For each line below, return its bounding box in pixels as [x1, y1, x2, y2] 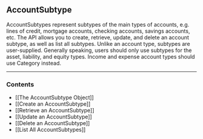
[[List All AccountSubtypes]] [14, 126, 86, 134]
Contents [6, 80, 34, 88]
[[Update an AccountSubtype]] [14, 113, 92, 120]
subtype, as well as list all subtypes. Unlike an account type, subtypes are [6, 40, 190, 47]
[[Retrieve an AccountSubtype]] [14, 107, 95, 114]
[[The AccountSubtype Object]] [14, 94, 94, 102]
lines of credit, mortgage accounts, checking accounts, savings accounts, [6, 27, 190, 34]
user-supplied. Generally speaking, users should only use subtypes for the [6, 47, 192, 54]
